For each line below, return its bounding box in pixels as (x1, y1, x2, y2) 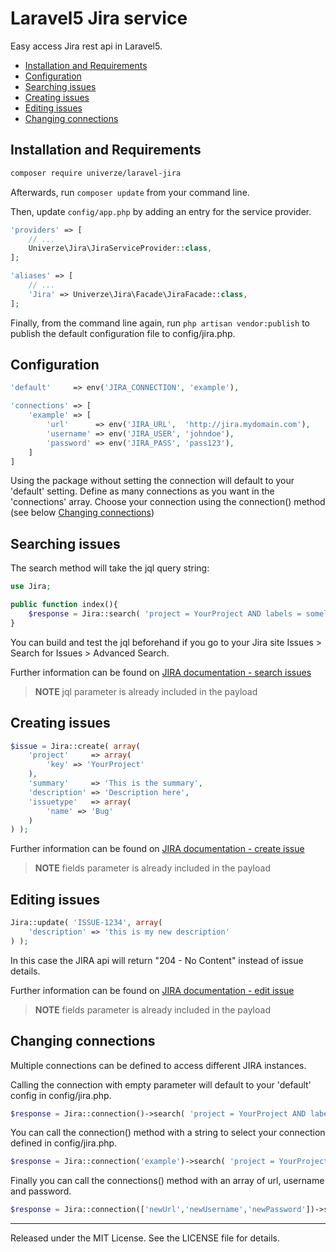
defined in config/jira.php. (10, 1137, 118, 1149)
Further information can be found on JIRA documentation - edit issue (10, 984, 295, 996)
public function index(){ (10, 600, 118, 610)
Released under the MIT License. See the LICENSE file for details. (10, 1232, 280, 1244)
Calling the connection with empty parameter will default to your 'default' (10, 1078, 312, 1091)
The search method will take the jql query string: (10, 562, 210, 574)
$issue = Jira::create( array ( (10, 741, 141, 751)
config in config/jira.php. (10, 1089, 112, 1101)
